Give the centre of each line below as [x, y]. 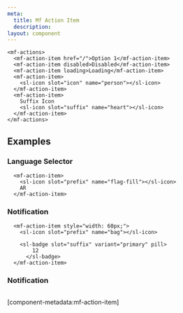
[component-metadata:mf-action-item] [63, 302]
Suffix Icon [37, 102]
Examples [29, 141]
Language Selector [40, 161]
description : [32, 27]
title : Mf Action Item [46, 20]
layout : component [34, 33]
